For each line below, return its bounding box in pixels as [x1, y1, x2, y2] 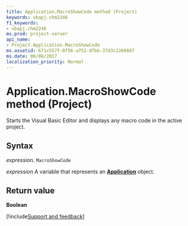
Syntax [6, 141, 33, 151]
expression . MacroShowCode [6, 157, 71, 164]
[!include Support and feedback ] [6, 213, 85, 220]
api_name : [6, 36, 31, 42]
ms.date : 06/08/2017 [6, 53, 58, 59]
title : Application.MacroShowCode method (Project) [6, 8, 137, 15]
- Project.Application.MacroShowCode [6, 42, 100, 48]
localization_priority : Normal [6, 59, 84, 65]
